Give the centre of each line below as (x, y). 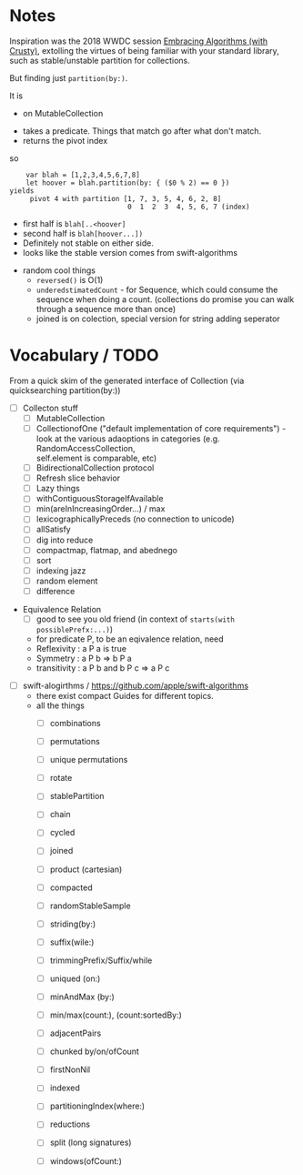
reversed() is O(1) (70, 279)
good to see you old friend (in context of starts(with (135, 619)
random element (67, 581)
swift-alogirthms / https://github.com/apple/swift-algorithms (135, 685)
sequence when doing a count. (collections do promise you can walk (165, 299)
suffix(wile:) (72, 942)
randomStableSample (90, 906)
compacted (71, 887)
